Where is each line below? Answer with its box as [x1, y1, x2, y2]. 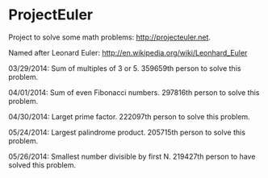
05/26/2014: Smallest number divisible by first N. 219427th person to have [8, 151, 256, 161]
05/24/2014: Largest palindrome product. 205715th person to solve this [8, 127, 246, 137]
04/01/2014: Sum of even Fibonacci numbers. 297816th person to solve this [8, 87, 260, 97]
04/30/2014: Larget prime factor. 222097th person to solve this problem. [8, 111, 250, 122]
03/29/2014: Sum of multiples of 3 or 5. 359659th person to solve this [8, 63, 241, 73]
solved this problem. [8, 159, 77, 170]
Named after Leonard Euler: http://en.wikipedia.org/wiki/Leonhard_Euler [8, 48, 248, 57]
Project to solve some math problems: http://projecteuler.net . [8, 32, 211, 42]
